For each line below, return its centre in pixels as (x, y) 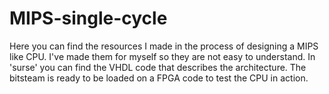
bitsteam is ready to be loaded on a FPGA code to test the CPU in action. (159, 78)
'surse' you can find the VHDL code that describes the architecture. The (158, 67)
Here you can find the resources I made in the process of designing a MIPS (164, 46)
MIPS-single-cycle (88, 18)
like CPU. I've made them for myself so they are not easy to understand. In (162, 56)
